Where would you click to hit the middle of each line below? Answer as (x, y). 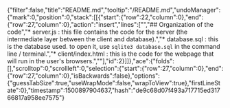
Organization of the (186, 24)
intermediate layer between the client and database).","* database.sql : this (113, 39)
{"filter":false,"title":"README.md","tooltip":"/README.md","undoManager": (114, 10)
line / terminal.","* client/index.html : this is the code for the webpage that (111, 54)
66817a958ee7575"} (36, 98)
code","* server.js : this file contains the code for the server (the (97, 32)
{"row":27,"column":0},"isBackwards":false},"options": (83, 76)
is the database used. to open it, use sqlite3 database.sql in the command (114, 46)
